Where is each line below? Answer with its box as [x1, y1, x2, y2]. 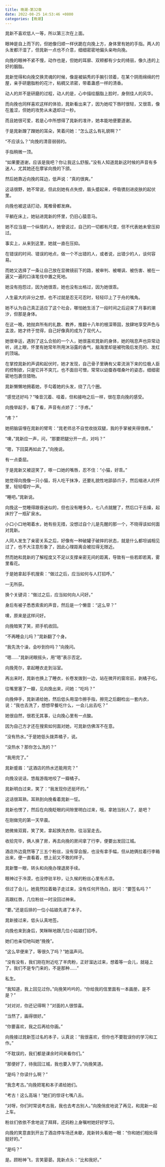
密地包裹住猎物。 [5, 373, 40, 379]
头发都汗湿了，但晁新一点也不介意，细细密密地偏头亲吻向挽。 [5, 47, 130, 53]
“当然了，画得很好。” [5, 1013, 46, 1019]
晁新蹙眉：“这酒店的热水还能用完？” [5, 765, 78, 771]
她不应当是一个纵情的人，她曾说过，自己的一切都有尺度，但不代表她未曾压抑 [5, 224, 160, 230]
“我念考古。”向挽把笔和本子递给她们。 [5, 1082, 80, 1088]
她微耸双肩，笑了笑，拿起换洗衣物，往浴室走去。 [5, 827, 104, 833]
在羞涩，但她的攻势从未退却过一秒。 [5, 107, 79, 113]
